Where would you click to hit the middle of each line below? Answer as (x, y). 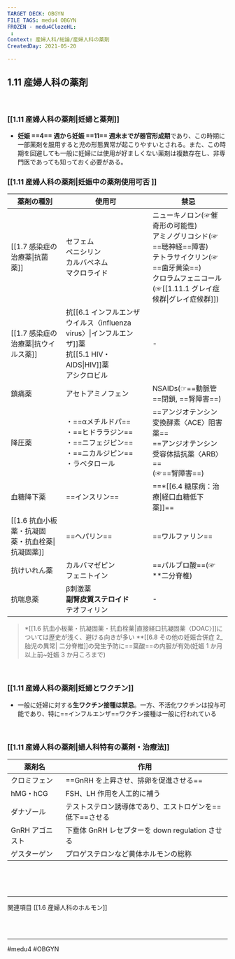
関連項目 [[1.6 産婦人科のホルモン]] (57, 908)
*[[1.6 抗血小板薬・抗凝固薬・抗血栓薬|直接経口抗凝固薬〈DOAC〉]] (120, 629)
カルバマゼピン (91, 566)
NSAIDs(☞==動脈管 (185, 388)
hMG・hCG (29, 793)
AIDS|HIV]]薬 (88, 365)
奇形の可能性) (175, 226)
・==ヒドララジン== (100, 433)
